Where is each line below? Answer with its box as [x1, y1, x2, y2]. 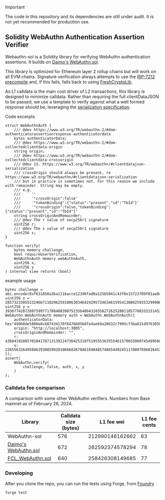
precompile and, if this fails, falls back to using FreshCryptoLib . [5, 79, 133, 85]
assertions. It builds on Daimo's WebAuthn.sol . [5, 59, 99, 65]
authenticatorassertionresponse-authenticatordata [5, 132, 111, 136]
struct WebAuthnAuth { [5, 123, 52, 128]
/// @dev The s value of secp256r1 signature [14, 226, 109, 231]
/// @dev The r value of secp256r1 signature [14, 217, 109, 222]
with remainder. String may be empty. [5, 183, 84, 188]
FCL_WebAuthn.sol [7, 455, 52, 462]
